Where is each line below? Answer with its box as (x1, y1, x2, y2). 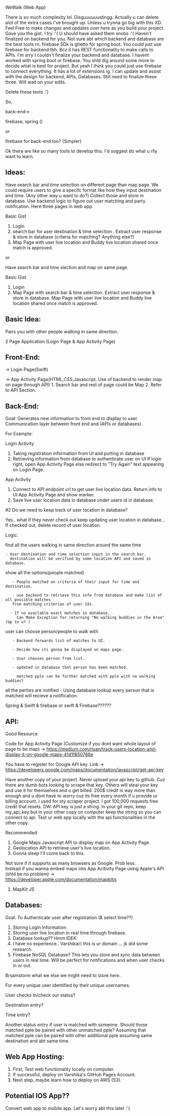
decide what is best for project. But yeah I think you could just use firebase (5, 63, 162, 69)
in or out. (12, 962, 32, 968)
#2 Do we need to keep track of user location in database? (5, 507, 128, 513)
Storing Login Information (12, 924, 66, 930)
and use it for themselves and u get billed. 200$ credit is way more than (5, 787, 156, 794)
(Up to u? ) (5, 620, 30, 625)
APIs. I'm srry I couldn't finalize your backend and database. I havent (5, 52, 149, 58)
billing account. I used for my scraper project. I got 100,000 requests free (5, 798, 158, 804)
